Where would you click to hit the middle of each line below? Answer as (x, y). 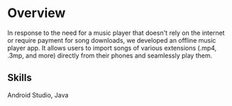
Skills (20, 78)
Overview (37, 13)
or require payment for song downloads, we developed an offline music (112, 40)
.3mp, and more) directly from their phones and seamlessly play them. (110, 55)
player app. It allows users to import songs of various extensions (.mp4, (112, 48)
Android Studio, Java (38, 95)
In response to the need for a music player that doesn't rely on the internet (116, 33)
